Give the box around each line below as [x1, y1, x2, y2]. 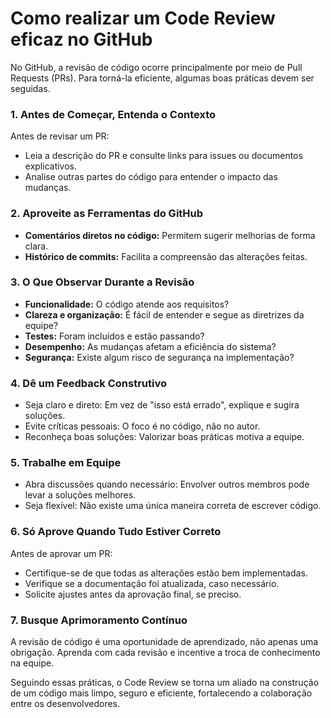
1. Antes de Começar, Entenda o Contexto [10, 107, 217, 121]
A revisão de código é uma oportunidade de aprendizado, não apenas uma [10, 636, 319, 648]
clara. [24, 240, 49, 252]
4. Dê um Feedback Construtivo [10, 376, 167, 390]
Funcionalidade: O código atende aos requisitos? [24, 298, 230, 310]
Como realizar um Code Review [10, 7, 276, 30]
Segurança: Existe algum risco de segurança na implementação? [24, 351, 295, 363]
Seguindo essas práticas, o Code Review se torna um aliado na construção [10, 677, 320, 689]
